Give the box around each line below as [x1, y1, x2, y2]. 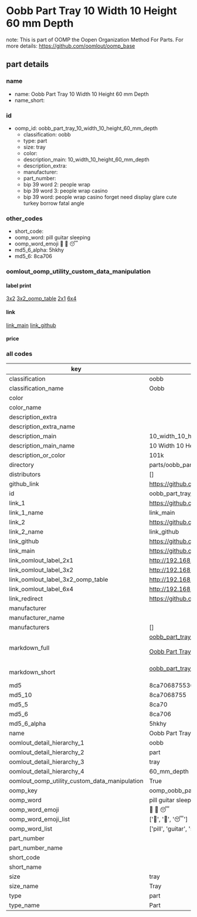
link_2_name [9, 528, 44, 536]
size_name [9, 882, 39, 891]
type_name [9, 901, 40, 909]
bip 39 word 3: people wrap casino [23, 187, 108, 194]
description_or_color [9, 451, 66, 459]
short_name [9, 863, 42, 871]
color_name [9, 404, 42, 412]
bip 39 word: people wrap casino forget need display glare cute [23, 193, 177, 201]
